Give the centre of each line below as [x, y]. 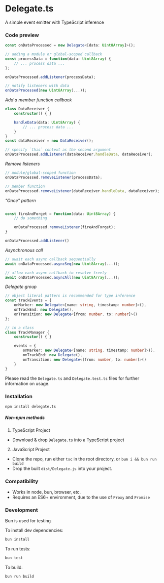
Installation [19, 396]
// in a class [20, 328]
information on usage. [27, 383]
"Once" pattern [20, 200]
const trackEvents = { [28, 300]
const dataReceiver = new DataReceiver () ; [49, 141]
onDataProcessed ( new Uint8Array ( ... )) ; [46, 90]
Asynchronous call [24, 250]
